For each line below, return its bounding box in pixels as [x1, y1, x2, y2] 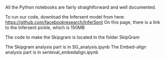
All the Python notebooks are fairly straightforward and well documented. [5, 4, 156, 10]
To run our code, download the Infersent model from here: [5, 14, 125, 19]
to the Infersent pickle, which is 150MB [5, 24, 85, 30]
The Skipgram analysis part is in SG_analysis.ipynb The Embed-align [5, 44, 146, 49]
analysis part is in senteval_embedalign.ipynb [5, 49, 98, 55]
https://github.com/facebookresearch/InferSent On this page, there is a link [5, 19, 160, 25]
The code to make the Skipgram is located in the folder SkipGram [5, 34, 140, 40]
